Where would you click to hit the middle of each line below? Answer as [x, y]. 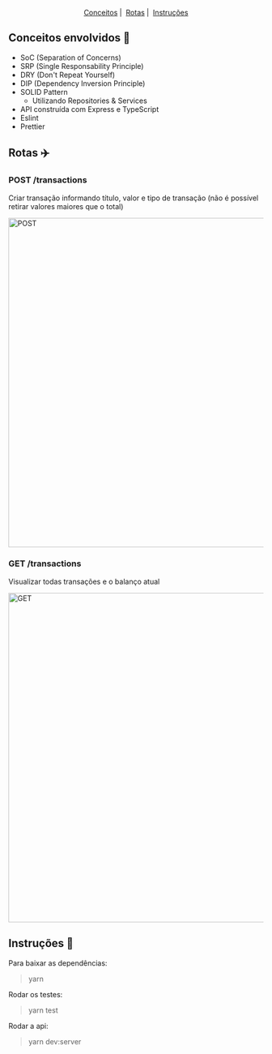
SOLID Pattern [44, 92]
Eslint [29, 118]
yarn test [43, 1010]
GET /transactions [45, 563]
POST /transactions [48, 180]
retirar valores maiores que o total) [66, 206]
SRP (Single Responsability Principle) [82, 66]
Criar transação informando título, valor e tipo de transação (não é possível [134, 198]
